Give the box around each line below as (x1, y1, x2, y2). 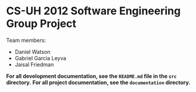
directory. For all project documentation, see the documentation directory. (6, 79, 191, 86)
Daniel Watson (14, 48, 51, 55)
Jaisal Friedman (14, 61, 54, 68)
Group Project (6, 17, 76, 30)
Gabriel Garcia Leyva (14, 54, 67, 62)
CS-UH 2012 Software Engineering (6, 4, 181, 18)
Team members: (6, 36, 46, 44)
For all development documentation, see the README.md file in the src (6, 72, 177, 79)
